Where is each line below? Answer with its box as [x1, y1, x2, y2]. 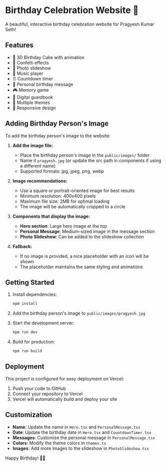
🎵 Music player [12, 70, 44, 76]
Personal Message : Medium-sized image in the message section [20, 228, 155, 234]
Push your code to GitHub [12, 385, 66, 391]
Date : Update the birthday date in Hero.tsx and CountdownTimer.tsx [12, 429, 151, 435]
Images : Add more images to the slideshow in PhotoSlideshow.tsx [12, 445, 149, 451]
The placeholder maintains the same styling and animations [20, 263, 143, 270]
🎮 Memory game [12, 87, 49, 93]
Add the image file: [12, 142, 53, 148]
